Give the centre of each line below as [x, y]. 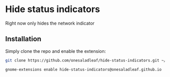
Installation [23, 39]
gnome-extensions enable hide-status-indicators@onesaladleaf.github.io [83, 69]
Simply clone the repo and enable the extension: [56, 51]
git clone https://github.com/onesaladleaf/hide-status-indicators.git [82, 60]
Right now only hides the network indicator [50, 23]
